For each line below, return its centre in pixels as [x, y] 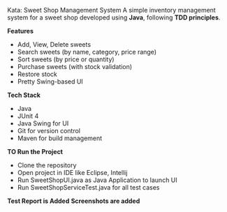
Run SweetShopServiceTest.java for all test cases [88, 187]
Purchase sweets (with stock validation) [75, 67]
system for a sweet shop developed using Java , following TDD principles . [114, 17]
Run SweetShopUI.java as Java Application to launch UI [97, 180]
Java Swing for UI [43, 123]
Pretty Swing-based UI [50, 82]
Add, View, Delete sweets [54, 44]
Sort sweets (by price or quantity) [66, 59]
